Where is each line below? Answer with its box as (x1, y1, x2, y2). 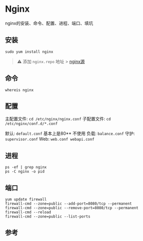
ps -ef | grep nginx (5, 165, 47, 170)
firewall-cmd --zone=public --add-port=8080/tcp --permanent (5, 201, 132, 206)
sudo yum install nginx (5, 49, 54, 54)
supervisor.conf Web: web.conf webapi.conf (5, 136, 95, 142)
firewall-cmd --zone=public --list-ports (5, 214, 91, 219)
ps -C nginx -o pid (5, 169, 45, 174)
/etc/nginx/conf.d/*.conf (5, 121, 58, 126)
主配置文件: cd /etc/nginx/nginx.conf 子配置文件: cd (5, 116, 111, 122)
